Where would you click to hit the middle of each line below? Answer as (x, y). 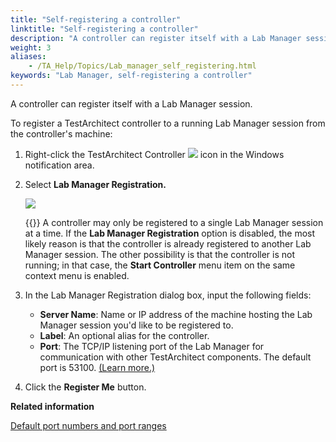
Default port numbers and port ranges (88, 425)
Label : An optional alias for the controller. (124, 335)
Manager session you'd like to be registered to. (136, 325)
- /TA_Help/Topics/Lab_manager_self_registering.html (142, 66)
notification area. (59, 165)
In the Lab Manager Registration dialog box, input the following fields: (168, 295)
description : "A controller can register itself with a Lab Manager (156, 38)
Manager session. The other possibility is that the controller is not (160, 254)
